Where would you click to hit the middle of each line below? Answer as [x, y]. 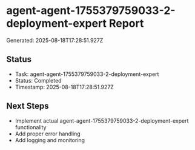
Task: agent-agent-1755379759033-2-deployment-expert [87, 74]
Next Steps [28, 106]
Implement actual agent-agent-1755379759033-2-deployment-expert [102, 121]
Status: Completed [38, 80]
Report [126, 23]
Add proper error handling [48, 134]
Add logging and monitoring [50, 140]
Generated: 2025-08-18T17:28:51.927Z [55, 40]
